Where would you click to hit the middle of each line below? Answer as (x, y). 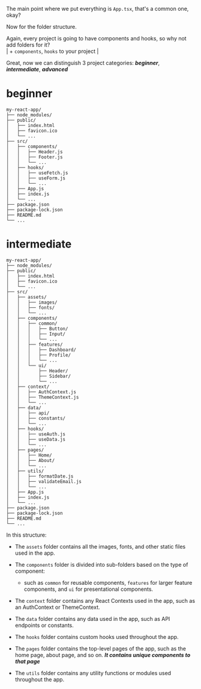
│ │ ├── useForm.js (36, 178)
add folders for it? (28, 45)
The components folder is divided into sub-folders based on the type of (101, 564)
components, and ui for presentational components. (88, 589)
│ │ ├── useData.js (36, 439)
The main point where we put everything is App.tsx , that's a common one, (97, 9)
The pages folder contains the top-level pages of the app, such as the (100, 648)
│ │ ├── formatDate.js (40, 476)
